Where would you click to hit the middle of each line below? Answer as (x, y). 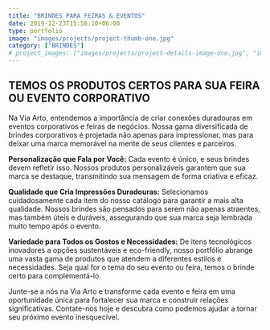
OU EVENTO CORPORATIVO (80, 99)
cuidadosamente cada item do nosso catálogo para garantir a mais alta (126, 200)
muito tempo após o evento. (55, 225)
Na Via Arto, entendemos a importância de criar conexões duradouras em (131, 118)
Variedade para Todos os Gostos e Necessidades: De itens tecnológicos (130, 241)
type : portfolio (35, 31)
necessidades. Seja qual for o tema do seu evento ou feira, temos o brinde (131, 267)
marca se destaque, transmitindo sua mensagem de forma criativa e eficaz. (133, 176)
